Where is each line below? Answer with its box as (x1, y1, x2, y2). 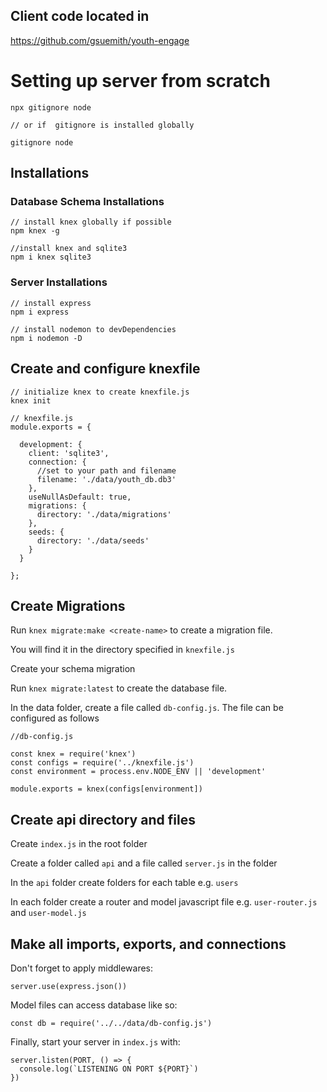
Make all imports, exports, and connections (10, 935, 287, 953)
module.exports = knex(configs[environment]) (10, 784, 203, 794)
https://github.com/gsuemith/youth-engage (10, 34, 190, 46)
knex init (10, 395, 52, 406)
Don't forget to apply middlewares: (10, 962, 154, 974)
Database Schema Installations (10, 195, 165, 209)
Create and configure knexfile (10, 360, 201, 378)
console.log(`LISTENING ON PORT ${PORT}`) (19, 1064, 199, 1074)
